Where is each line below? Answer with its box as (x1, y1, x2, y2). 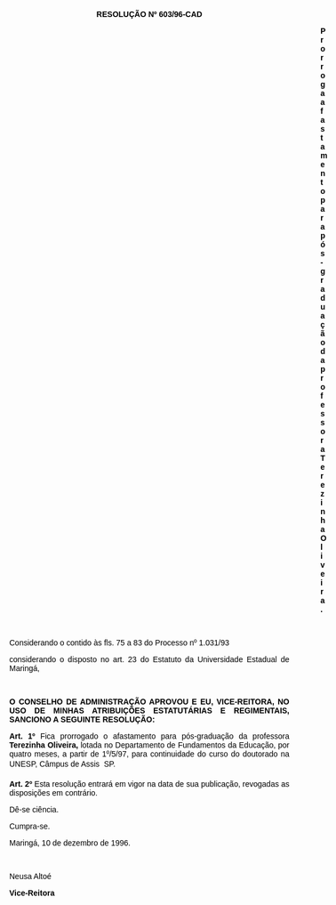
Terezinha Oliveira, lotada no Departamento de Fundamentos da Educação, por (9, 740, 290, 750)
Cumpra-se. (9, 821, 51, 831)
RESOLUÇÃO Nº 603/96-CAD (96, 10, 203, 19)
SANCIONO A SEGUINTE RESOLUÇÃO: (9, 715, 156, 724)
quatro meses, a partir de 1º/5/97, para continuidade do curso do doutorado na (9, 749, 290, 759)
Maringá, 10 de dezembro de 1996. (9, 838, 131, 848)
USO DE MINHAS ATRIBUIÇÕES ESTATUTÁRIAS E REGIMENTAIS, (9, 706, 290, 715)
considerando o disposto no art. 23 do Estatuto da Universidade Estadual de (9, 655, 290, 664)
